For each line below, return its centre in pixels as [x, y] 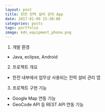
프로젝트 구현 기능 [29, 88]
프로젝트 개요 [25, 67]
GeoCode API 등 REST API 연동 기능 [48, 104]
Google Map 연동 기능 [34, 98]
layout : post [18, 10]
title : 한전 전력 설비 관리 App [34, 14]
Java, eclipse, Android [35, 57]
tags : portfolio [22, 28]
